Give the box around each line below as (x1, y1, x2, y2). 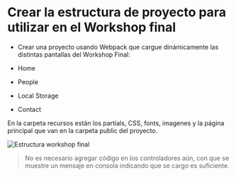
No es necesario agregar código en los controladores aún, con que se (24, 154, 230, 162)
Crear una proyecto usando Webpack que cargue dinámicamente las (17, 42, 219, 51)
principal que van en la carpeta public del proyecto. (7, 126, 158, 135)
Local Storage (17, 91, 59, 100)
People (17, 77, 39, 86)
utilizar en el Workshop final (7, 19, 176, 35)
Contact (17, 105, 41, 113)
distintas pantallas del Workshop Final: (17, 50, 131, 59)
